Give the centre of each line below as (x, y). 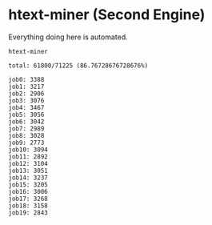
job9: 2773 (26, 143)
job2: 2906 (26, 94)
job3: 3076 (26, 100)
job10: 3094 (28, 150)
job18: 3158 (28, 206)
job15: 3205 (28, 185)
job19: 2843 (28, 213)
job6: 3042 (26, 122)
